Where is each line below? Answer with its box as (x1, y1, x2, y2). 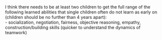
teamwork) (5, 30, 27, 35)
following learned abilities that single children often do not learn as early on (5, 9, 158, 15)
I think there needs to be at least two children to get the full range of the (5, 4, 151, 10)
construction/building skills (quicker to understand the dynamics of (5, 25, 141, 30)
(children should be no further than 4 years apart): (5, 14, 107, 20)
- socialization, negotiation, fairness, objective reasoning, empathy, (5, 19, 141, 25)
